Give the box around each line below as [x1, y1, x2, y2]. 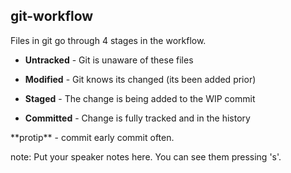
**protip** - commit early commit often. [10, 131, 175, 143]
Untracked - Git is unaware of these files [24, 54, 194, 66]
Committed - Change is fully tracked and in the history [24, 112, 251, 124]
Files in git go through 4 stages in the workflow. [10, 34, 207, 46]
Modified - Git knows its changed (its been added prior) [24, 73, 257, 85]
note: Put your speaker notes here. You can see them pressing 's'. [10, 150, 282, 163]
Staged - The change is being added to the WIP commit [24, 92, 256, 104]
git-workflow [10, 8, 94, 25]
